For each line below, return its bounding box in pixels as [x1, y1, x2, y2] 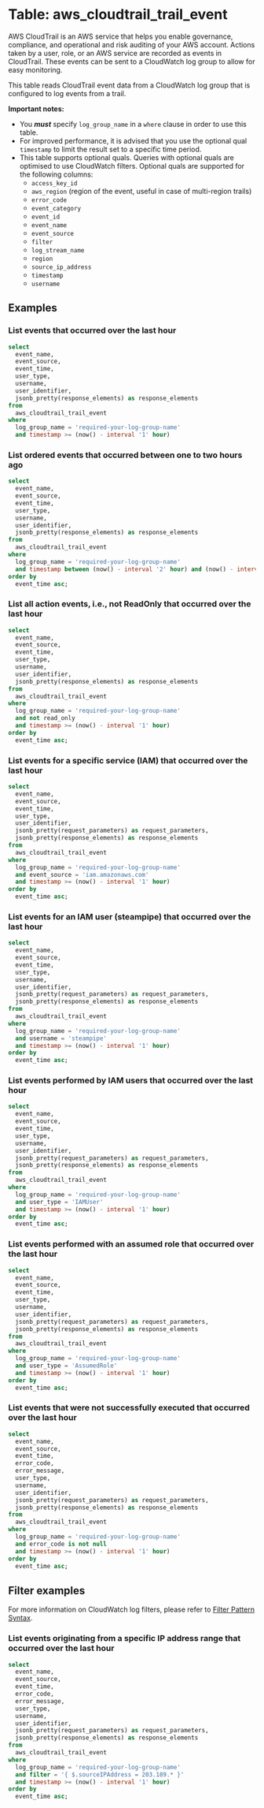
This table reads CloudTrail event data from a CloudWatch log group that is [8, 80, 251, 90]
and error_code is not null [15, 1540, 108, 1548]
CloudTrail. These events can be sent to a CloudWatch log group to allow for [8, 57, 255, 66]
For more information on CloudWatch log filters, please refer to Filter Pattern [8, 1605, 255, 1614]
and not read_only [15, 714, 76, 722]
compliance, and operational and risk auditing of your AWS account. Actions [8, 39, 255, 49]
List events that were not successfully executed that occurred [8, 1402, 250, 1413]
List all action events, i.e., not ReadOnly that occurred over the [8, 598, 251, 610]
